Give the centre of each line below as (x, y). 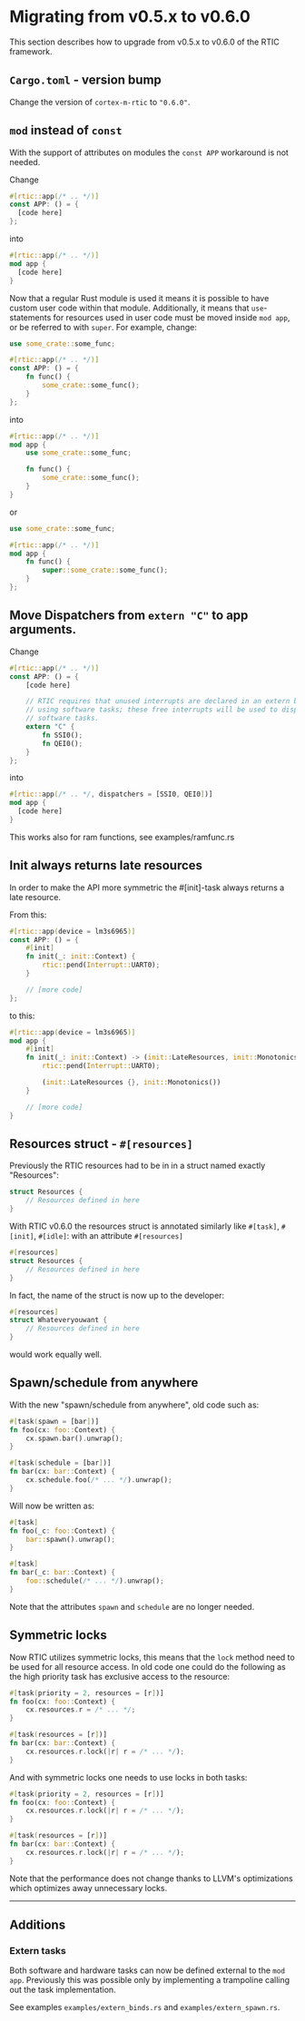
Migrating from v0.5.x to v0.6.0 (130, 17)
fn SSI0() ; (63, 735)
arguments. (43, 629)
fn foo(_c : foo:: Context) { (63, 1531)
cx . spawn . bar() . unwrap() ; (75, 1438)
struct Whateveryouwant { (58, 1320)
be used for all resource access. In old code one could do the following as (148, 1666)
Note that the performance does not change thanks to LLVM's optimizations (151, 1878)
